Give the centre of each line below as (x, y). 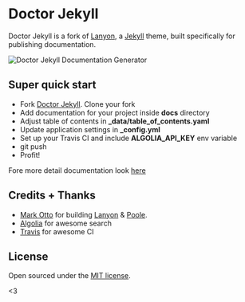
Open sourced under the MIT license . (70, 276)
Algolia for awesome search (66, 223)
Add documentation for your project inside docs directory (115, 112)
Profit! (30, 155)
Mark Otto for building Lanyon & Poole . (83, 214)
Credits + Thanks (52, 196)
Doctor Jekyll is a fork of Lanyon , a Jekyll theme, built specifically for (122, 36)
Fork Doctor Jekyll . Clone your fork (77, 104)
